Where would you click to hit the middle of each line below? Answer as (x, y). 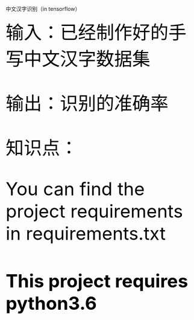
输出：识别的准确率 (87, 103)
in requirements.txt (86, 233)
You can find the (75, 189)
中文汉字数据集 (87, 59)
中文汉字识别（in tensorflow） (43, 9)
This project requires (97, 281)
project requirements (94, 211)
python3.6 (51, 303)
